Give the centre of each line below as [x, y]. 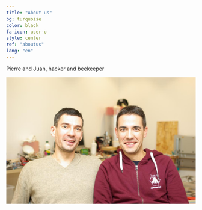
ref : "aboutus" [25, 45]
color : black [23, 25]
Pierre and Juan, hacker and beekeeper [55, 69]
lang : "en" [20, 51]
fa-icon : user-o [26, 32]
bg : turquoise [24, 19]
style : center [24, 38]
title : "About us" [29, 13]
